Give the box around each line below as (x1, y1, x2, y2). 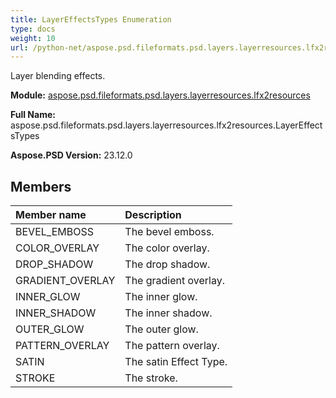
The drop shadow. (124, 257, 211, 271)
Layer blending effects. (10, 70, 106, 82)
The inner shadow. (124, 306, 213, 320)
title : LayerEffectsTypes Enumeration (10, 14, 172, 25)
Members (10, 178, 72, 195)
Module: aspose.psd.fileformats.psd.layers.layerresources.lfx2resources (10, 89, 311, 101)
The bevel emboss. (124, 225, 215, 239)
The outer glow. (124, 322, 199, 336)
